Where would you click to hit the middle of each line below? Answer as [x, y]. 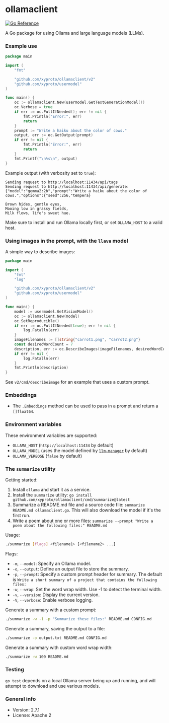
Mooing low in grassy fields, [37, 208]
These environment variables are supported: [51, 435]
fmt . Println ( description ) [41, 368]
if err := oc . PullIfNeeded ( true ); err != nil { [65, 326]
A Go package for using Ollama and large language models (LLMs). [75, 33]
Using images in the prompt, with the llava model [67, 241]
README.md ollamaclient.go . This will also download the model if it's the [87, 510]
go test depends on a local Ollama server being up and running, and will [80, 680]
